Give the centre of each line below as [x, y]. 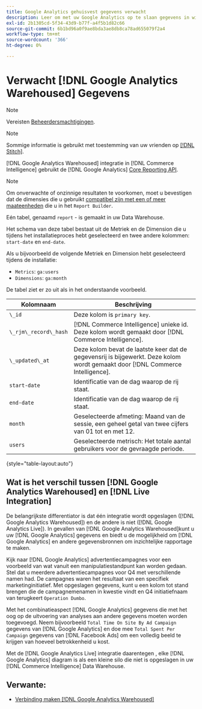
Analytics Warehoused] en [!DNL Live [78, 492]
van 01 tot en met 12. [104, 431]
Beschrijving [133, 304]
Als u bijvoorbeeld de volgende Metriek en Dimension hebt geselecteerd [96, 253]
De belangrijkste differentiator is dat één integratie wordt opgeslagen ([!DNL [100, 516]
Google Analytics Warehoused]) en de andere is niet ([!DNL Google [89, 522]
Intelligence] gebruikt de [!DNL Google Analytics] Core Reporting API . [92, 169]
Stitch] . [15, 151]
